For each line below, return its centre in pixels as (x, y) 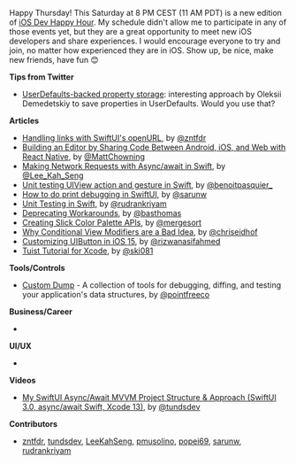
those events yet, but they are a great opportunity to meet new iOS (130, 31)
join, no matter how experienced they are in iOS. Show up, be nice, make (141, 50)
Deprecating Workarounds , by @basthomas (102, 213)
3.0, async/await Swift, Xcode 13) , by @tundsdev (111, 407)
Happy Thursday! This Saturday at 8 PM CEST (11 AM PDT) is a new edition (146, 13)
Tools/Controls (37, 268)
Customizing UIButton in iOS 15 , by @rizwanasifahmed (121, 241)
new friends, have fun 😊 (54, 60)
